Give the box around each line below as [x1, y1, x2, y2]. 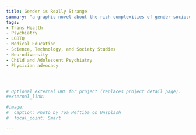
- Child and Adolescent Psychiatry [6, 57, 93, 63]
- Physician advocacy [6, 62, 59, 69]
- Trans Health [6, 24, 43, 31]
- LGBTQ [6, 35, 25, 41]
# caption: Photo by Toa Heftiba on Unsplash [6, 110, 121, 116]
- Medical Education [6, 41, 57, 47]
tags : [6, 19, 19, 25]
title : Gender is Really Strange [6, 8, 87, 15]
